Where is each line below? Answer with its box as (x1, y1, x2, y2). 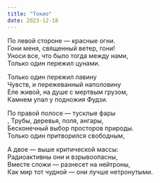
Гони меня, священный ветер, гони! (7, 44, 115, 52)
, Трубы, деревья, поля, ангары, (7, 116, 104, 124)
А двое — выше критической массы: (7, 145, 119, 153)
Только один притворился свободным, (7, 131, 125, 140)
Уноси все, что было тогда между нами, (7, 51, 129, 60)
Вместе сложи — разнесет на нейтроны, (7, 160, 131, 168)
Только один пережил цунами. (7, 59, 101, 67)
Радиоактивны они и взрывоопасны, (7, 153, 118, 161)
